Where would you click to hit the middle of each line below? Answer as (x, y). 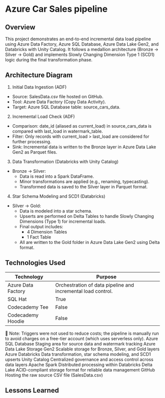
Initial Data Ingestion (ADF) (39, 87)
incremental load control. (84, 291)
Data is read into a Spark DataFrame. (57, 176)
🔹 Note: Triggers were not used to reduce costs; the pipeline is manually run (82, 333)
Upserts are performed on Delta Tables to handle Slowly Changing (87, 216)
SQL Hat (17, 299)
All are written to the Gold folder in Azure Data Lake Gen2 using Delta (90, 242)
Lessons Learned (32, 390)
